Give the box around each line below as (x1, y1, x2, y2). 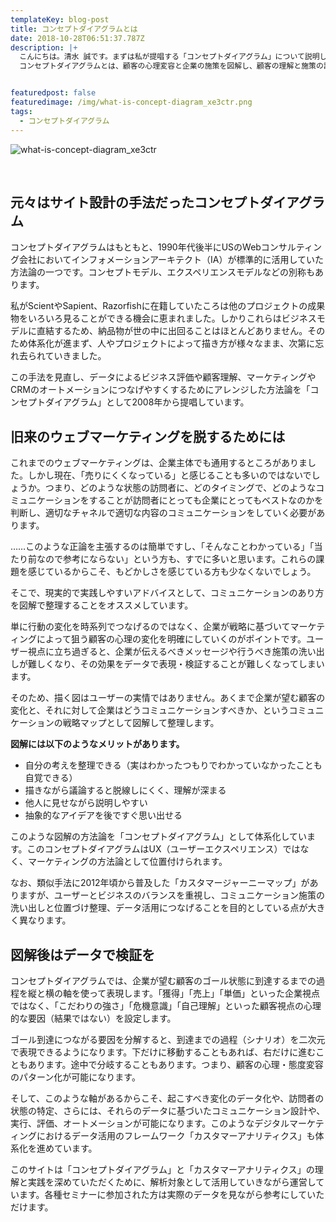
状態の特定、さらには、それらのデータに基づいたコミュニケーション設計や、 (10, 1104, 326, 1116)
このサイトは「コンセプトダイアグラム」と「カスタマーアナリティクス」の (10, 1163, 315, 1175)
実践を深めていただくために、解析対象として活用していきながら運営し (27, 1176, 317, 1188)
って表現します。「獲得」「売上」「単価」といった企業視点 (88, 987, 320, 999)
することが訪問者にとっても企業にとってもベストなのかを (88, 494, 324, 506)
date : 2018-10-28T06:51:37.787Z (10, 33, 145, 43)
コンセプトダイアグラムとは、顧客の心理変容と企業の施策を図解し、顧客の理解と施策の (19, 61, 324, 71)
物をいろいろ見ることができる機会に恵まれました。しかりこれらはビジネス (10, 312, 317, 325)
